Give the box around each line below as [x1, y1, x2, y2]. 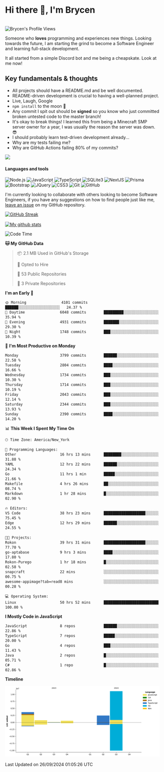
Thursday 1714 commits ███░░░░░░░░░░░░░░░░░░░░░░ [5, 382, 159, 387]
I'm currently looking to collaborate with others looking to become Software [5, 191, 158, 197]
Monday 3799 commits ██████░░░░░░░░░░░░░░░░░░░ [5, 353, 159, 358]
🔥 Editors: [5, 506, 28, 511]
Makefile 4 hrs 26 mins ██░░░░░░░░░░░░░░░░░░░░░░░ [5, 481, 159, 486]
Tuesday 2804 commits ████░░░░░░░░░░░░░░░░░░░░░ [5, 363, 159, 367]
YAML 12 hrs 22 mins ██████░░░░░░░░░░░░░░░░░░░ [5, 462, 159, 467]
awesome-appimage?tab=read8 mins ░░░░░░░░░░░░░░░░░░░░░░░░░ [5, 579, 159, 584]
